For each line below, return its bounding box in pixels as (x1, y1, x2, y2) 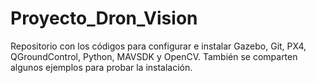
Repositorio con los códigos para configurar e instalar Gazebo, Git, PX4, (10, 40, 307, 52)
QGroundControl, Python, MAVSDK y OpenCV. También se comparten (10, 50, 298, 62)
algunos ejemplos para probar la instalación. (10, 61, 193, 73)
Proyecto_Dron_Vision (10, 7, 198, 30)
